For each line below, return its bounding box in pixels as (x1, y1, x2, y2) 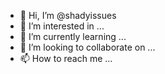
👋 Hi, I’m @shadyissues (19, 10, 117, 21)
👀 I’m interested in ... (19, 20, 105, 32)
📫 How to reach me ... (19, 53, 113, 64)
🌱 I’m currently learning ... (19, 31, 127, 42)
